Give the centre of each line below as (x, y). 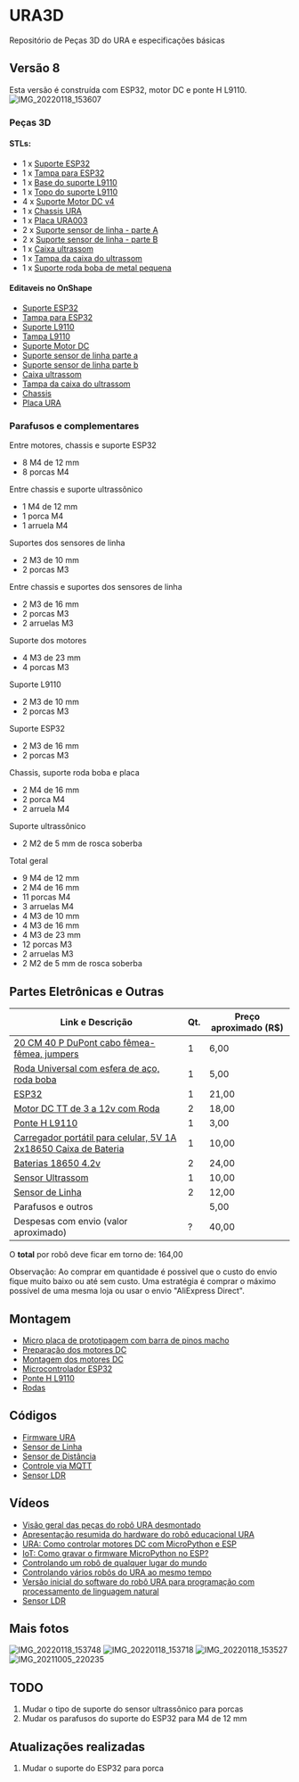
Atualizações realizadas (77, 1747)
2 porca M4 (43, 800)
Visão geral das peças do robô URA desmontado (112, 1525)
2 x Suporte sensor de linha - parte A (90, 229)
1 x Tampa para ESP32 (63, 173)
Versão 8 (35, 68)
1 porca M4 (43, 516)
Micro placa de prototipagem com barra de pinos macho (125, 1340)
